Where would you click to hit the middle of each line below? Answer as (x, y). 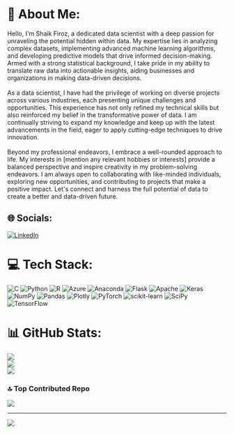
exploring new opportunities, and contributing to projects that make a (107, 181)
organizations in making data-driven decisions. (75, 78)
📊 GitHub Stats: (55, 333)
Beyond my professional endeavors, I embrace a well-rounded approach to (115, 152)
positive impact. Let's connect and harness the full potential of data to (108, 189)
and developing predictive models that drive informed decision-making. (110, 56)
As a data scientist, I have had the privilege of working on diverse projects (114, 93)
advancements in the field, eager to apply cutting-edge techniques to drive (115, 130)
